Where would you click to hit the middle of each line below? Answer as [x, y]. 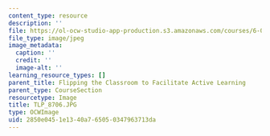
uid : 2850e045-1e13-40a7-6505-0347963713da [82, 120]
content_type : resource [48, 16]
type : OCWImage [34, 113]
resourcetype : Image [43, 98]
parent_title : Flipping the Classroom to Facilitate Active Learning [127, 82]
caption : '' [36, 53]
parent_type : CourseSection [55, 90]
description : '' [35, 23]
